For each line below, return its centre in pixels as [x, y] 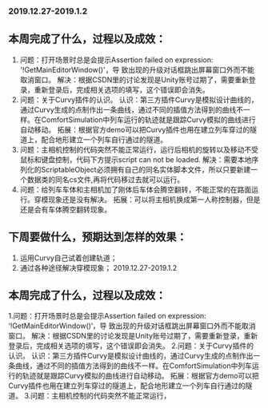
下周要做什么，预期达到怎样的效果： [98, 237]
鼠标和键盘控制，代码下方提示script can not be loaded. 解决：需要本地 [136, 159]
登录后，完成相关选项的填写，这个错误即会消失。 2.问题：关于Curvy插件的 [131, 346]
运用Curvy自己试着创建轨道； [68, 258]
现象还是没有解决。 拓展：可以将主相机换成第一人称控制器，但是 [154, 199]
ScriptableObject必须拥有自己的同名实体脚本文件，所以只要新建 [146, 169]
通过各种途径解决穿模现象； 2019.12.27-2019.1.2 [98, 267]
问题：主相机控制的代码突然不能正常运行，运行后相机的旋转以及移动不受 [139, 149]
